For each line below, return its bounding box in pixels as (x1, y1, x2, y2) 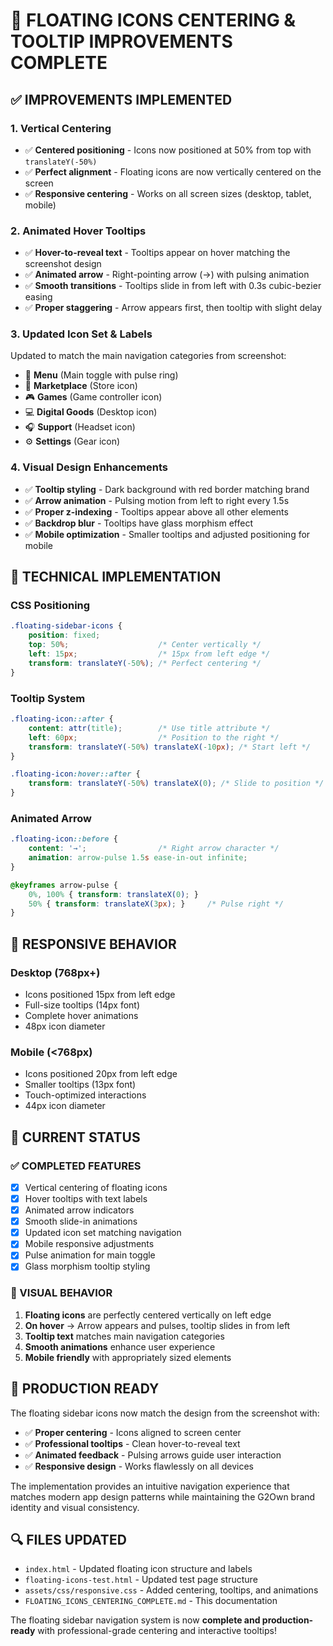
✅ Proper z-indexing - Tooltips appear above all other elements (24, 505, 289, 518)
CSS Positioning (10, 599, 91, 613)
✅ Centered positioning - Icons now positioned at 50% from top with (24, 144, 312, 156)
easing (24, 291, 53, 303)
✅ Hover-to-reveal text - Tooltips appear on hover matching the (24, 247, 291, 259)
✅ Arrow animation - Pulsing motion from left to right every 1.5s (24, 494, 290, 506)
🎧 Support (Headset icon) (24, 421, 136, 433)
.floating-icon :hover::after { (10, 769, 141, 779)
